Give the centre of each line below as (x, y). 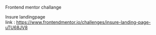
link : (10, 22)
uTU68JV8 (16, 27)
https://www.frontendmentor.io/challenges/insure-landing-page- (83, 22)
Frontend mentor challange (33, 7)
